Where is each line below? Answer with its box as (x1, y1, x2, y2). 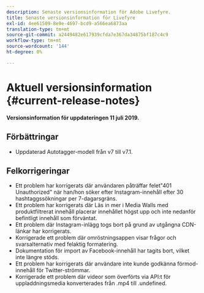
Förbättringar (6, 132, 59, 142)
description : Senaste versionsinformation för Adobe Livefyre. (6, 9, 172, 15)
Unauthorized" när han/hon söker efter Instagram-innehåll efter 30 (15, 188, 184, 196)
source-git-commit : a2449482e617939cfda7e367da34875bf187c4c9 (6, 32, 168, 38)
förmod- (177, 260, 198, 267)
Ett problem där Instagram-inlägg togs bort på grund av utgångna (15, 221, 181, 229)
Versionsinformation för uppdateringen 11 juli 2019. (6, 114, 140, 121)
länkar (15, 227, 32, 235)
